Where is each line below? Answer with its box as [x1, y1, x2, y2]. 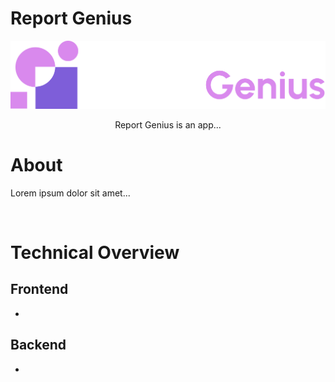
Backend [10, 337, 67, 354]
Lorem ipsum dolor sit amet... [10, 187, 131, 199]
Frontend [10, 281, 69, 298]
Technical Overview [10, 241, 180, 264]
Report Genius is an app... [114, 118, 222, 131]
